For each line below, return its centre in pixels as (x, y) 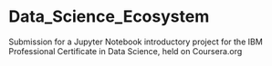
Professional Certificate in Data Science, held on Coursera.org (126, 51)
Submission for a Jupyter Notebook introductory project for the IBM (136, 42)
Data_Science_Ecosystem (109, 17)
